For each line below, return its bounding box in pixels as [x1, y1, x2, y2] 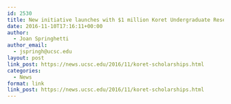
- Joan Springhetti [13, 36, 69, 42]
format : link [7, 80, 45, 87]
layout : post [7, 55, 45, 62]
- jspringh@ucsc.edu [13, 49, 72, 55]
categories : [7, 67, 41, 74]
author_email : [7, 42, 48, 49]
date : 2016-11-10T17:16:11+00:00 [7, 23, 103, 29]
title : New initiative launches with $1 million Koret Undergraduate [7, 16, 211, 23]
